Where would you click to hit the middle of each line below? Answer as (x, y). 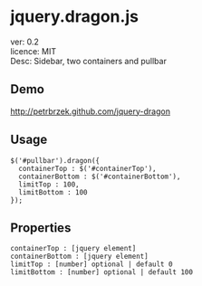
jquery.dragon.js (75, 17)
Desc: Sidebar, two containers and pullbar (88, 61)
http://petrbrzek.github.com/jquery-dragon (91, 111)
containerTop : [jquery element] (73, 249)
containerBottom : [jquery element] (79, 257)
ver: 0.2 (25, 42)
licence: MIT (34, 51)
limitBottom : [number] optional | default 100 (102, 272)
